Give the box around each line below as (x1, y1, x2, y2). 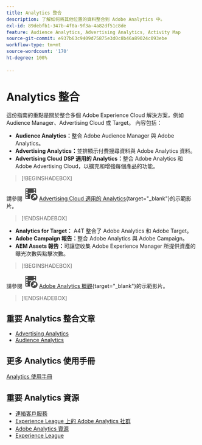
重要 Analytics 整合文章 (6, 314, 96, 324)
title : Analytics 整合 (6, 10, 62, 16)
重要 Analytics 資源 (6, 393, 80, 403)
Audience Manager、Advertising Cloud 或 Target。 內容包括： (6, 119, 162, 126)
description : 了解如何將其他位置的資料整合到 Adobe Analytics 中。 (6, 16, 165, 23)
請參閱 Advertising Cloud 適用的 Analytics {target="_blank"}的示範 (6, 195, 187, 202)
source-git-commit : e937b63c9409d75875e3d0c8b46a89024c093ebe (6, 35, 167, 42)
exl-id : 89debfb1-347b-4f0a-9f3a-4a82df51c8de (6, 23, 127, 29)
